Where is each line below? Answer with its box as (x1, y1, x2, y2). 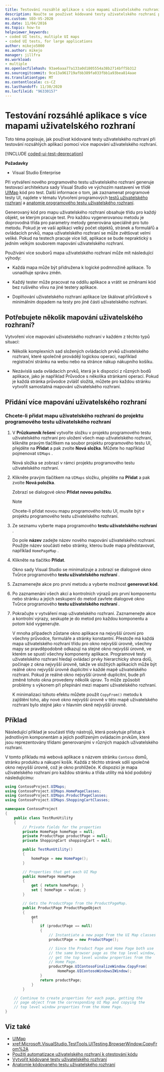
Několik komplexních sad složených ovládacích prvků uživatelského (12, 348, 149, 354)
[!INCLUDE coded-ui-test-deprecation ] (5, 151, 83, 157)
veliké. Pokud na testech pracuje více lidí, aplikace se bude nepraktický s (5, 235, 152, 241)
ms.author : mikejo (5, 48, 42, 53)
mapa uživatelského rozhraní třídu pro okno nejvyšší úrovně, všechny (12, 640, 152, 646)
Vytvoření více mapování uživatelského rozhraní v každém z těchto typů (5, 334, 150, 339)
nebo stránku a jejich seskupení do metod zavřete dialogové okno (12, 596, 145, 601)
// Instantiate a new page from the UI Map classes (48, 933, 156, 937)
